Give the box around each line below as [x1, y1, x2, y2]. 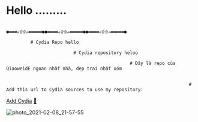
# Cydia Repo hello [30, 39, 79, 45]
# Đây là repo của [130, 60, 176, 66]
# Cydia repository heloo [73, 49, 138, 56]
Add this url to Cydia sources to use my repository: [6, 87, 144, 93]
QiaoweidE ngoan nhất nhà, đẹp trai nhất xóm [6, 66, 122, 72]
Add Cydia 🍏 [6, 97, 37, 104]
